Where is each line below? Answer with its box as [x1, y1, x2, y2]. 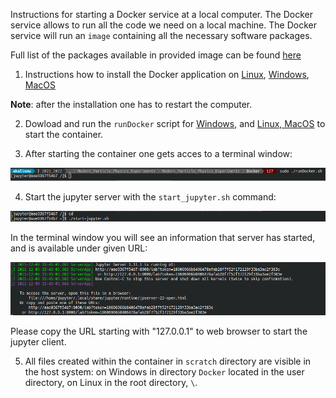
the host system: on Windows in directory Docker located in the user [24, 365, 305, 378]
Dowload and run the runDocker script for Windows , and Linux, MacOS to [24, 118, 326, 129]
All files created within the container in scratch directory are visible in [24, 355, 312, 367]
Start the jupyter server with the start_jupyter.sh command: [24, 191, 277, 203]
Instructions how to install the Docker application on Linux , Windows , [24, 69, 310, 80]
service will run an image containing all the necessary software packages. [10, 30, 313, 41]
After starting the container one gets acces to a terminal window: [24, 148, 293, 159]
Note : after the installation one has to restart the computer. [10, 99, 253, 110]
